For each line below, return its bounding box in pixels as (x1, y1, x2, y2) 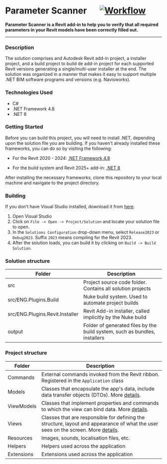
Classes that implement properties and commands (41, 400, 159, 407)
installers (83, 335, 105, 342)
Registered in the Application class (41, 377, 124, 384)
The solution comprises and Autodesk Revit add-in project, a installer (5, 55, 147, 61)
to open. (12, 224, 30, 230)
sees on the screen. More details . (41, 426, 119, 433)
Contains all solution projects (83, 285, 151, 292)
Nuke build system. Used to (83, 293, 148, 300)
